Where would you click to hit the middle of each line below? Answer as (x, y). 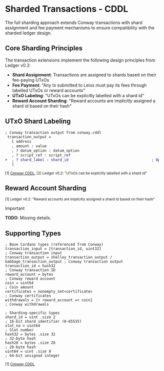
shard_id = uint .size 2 (30, 317)
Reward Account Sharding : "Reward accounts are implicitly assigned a (84, 101)
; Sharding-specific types (32, 313)
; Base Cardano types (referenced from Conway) (54, 245)
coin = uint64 (20, 283)
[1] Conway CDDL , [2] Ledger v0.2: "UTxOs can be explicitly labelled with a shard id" (76, 173)
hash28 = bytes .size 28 (30, 343)
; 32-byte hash (20, 339)
